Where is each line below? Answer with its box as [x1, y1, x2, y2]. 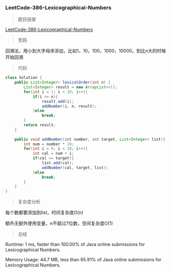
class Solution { [5, 75, 42, 80]
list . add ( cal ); [41, 160, 74, 166]
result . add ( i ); [41, 99, 74, 104]
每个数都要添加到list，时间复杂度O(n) [5, 209, 83, 215]
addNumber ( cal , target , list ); [41, 165, 109, 170]
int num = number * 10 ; [23, 142, 74, 147]
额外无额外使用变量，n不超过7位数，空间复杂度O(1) [5, 221, 113, 227]
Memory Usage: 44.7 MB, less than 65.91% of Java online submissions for [5, 257, 162, 263]
